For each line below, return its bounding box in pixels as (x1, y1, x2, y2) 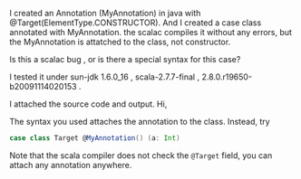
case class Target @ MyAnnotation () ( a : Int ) (9, 134, 180, 143)
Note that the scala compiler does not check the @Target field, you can (9, 149, 273, 161)
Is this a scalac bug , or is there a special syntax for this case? (9, 54, 241, 64)
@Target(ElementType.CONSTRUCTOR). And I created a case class (9, 17, 262, 28)
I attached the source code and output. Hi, (9, 99, 168, 109)
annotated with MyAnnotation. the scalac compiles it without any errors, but (9, 27, 293, 37)
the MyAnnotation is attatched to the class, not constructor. (9, 36, 231, 47)
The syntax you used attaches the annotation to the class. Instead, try (9, 117, 270, 127)
